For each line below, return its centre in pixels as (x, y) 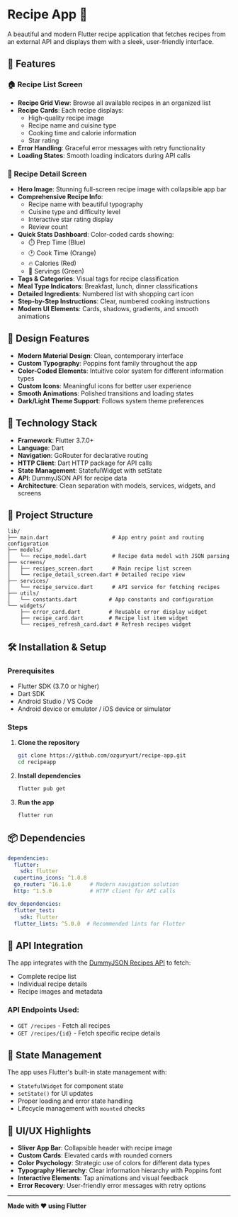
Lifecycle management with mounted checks (81, 1109)
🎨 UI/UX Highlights (49, 1131)
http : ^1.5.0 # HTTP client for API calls (95, 891)
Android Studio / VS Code (55, 702)
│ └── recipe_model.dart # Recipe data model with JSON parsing (119, 556)
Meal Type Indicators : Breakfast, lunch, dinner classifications (108, 286)
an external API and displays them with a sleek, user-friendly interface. (110, 41)
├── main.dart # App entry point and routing (106, 538)
